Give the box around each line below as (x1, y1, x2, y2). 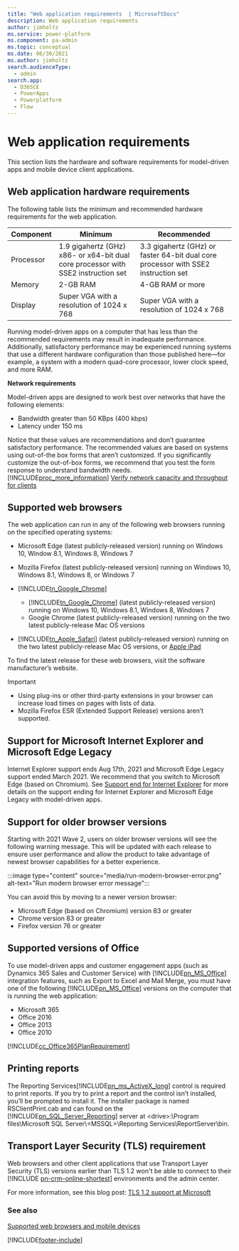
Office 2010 (17, 1028, 52, 1036)
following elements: (7, 400, 65, 408)
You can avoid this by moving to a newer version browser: (7, 892, 177, 902)
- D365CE (14, 83, 40, 91)
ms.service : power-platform (7, 30, 91, 38)
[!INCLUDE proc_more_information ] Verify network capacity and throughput (7, 473, 228, 482)
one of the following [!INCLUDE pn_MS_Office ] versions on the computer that (7, 984, 232, 992)
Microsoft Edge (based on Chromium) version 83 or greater (17, 907, 192, 915)
